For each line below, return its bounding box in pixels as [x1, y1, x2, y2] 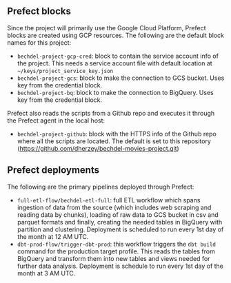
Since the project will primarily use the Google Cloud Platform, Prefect [7, 23, 206, 32]
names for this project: [7, 38, 72, 47]
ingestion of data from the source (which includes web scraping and [17, 203, 212, 211]
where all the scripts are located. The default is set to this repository [17, 137, 212, 145]
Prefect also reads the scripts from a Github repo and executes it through [7, 109, 215, 117]
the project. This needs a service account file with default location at [17, 59, 212, 67]
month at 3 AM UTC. [17, 269, 76, 277]
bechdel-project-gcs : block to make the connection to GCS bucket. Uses [17, 74, 225, 82]
